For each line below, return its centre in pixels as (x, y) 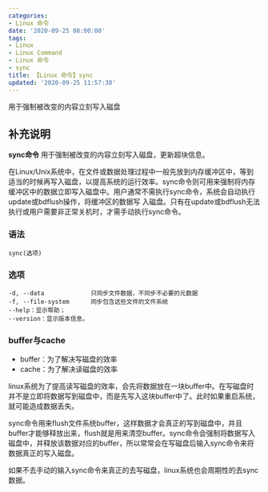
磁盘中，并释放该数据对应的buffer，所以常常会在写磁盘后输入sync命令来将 (131, 443)
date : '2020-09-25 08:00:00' (57, 30)
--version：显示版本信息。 (48, 318)
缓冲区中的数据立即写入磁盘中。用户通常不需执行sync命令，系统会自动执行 (132, 192)
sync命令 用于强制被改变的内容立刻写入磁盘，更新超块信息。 (109, 155)
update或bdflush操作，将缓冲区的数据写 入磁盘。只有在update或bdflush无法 (134, 202)
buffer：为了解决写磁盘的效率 (68, 359)
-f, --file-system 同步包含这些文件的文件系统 (88, 302)
